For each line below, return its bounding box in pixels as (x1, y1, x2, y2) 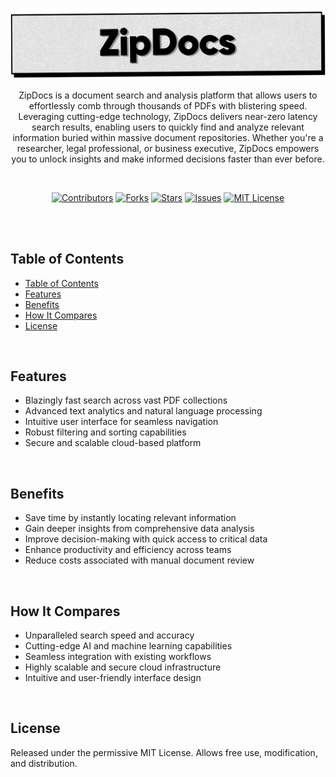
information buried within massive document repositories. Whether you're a (12, 131, 324, 143)
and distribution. (10, 757, 78, 769)
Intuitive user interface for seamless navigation (24, 416, 219, 428)
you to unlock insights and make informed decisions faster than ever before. (11, 153, 325, 165)
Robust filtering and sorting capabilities (24, 426, 187, 438)
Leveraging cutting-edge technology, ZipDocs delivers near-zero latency (18, 110, 318, 122)
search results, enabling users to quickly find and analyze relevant (31, 121, 305, 133)
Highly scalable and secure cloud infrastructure (24, 661, 222, 673)
